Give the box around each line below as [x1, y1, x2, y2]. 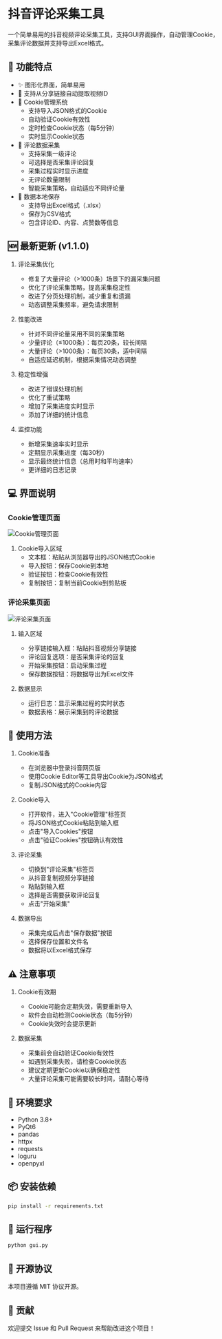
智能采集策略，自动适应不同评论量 [27, 184, 125, 192]
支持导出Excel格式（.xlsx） [27, 201, 105, 209]
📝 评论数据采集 [17, 140, 60, 149]
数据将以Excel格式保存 [27, 946, 92, 954]
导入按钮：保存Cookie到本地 [27, 561, 109, 570]
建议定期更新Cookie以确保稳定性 [27, 1066, 121, 1074]
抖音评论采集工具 [8, 6, 105, 22]
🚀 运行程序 [8, 1223, 52, 1235]
